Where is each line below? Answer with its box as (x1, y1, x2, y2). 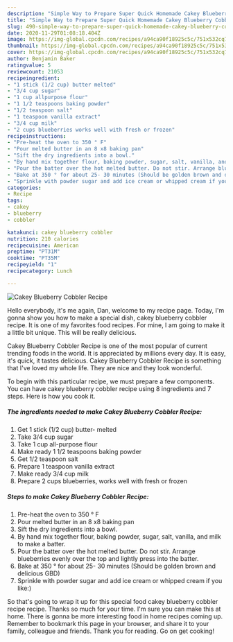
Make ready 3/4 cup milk (17, 469, 89, 478)
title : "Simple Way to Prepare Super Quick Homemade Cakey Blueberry (7, 17, 213, 24)
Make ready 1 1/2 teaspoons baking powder (17, 447, 142, 456)
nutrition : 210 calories (7, 235, 79, 243)
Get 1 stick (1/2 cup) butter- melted (17, 425, 116, 433)
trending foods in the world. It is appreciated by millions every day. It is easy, (7, 349, 226, 357)
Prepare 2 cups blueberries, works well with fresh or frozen (17, 476, 188, 485)
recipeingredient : (7, 74, 60, 82)
